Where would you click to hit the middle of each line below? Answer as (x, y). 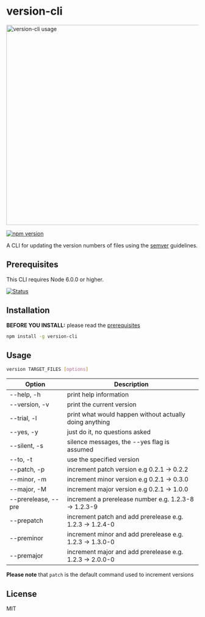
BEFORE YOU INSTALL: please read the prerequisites (73, 325)
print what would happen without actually (126, 415)
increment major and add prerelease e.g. (125, 552)
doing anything (88, 422)
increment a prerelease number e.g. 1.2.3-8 (130, 499)
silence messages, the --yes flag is (118, 442)
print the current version (102, 404)
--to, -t (21, 459)
